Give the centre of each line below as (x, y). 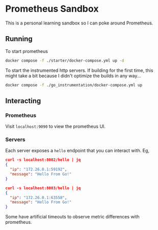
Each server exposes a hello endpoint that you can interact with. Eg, (77, 151)
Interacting (23, 100)
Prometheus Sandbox (52, 9)
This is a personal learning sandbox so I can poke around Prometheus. (79, 23)
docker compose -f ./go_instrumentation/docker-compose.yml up (74, 85)
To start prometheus (27, 51)
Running (19, 39)
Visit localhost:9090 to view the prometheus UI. (56, 126)
